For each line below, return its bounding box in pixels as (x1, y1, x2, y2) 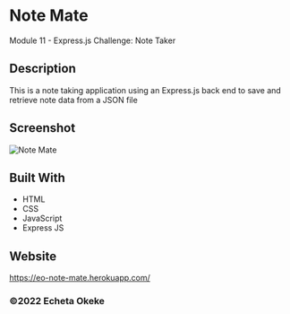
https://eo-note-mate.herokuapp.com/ (9, 273, 150, 283)
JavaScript (21, 213, 63, 224)
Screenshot (9, 120, 76, 135)
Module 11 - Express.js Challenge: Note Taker (9, 35, 176, 46)
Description (9, 61, 76, 76)
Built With (9, 170, 65, 185)
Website (9, 249, 56, 264)
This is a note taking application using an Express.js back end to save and (9, 84, 282, 95)
